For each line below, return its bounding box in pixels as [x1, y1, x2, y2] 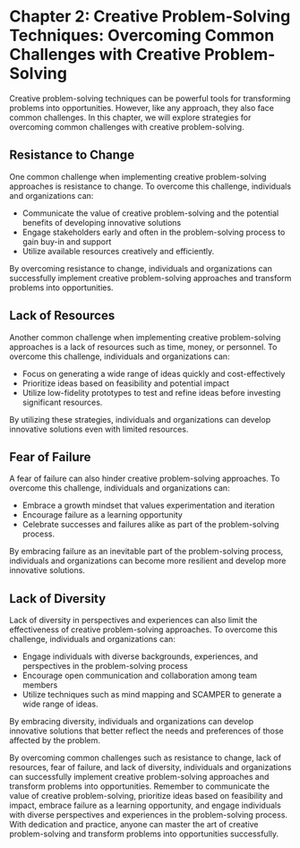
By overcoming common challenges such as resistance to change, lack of [9, 752, 282, 763]
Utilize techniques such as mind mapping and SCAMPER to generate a [21, 690, 282, 700]
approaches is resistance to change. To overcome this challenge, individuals [9, 181, 292, 192]
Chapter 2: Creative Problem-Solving [9, 6, 291, 27]
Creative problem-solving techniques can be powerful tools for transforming [9, 92, 291, 104]
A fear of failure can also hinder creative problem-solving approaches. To [9, 473, 280, 484]
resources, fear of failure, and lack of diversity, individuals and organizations [9, 762, 292, 773]
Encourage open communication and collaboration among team [21, 670, 258, 681]
